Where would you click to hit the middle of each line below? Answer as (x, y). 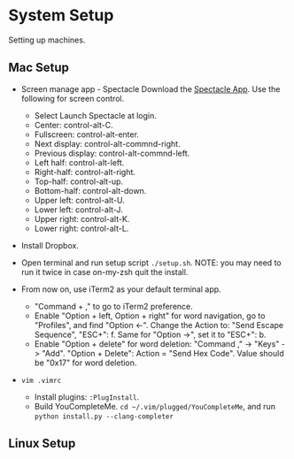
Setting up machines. (47, 40)
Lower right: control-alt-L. (81, 228)
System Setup (61, 15)
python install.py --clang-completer (104, 417)
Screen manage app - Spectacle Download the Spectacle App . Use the (151, 88)
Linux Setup (42, 444)
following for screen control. (73, 98)
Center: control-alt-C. (74, 125)
